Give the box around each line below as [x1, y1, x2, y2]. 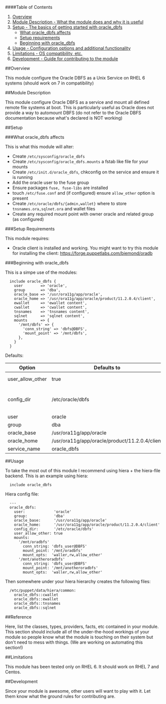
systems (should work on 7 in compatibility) [5, 80, 94, 86]
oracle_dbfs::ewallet [14, 597, 58, 602]
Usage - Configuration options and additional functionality [12, 45, 131, 51]
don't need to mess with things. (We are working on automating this [5, 639, 143, 645]
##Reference [5, 614, 32, 620]
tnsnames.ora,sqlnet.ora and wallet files [12, 206, 95, 211]
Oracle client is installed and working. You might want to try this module [12, 245, 159, 251]
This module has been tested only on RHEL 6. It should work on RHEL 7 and [5, 664, 159, 669]
